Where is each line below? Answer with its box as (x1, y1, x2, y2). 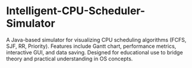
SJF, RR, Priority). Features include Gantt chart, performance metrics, (6, 43, 177, 50)
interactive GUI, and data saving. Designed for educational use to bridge (6, 48, 183, 56)
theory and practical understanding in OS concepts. (6, 55, 133, 62)
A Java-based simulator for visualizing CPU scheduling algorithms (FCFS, (6, 36, 187, 43)
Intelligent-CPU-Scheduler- (6, 4, 146, 18)
